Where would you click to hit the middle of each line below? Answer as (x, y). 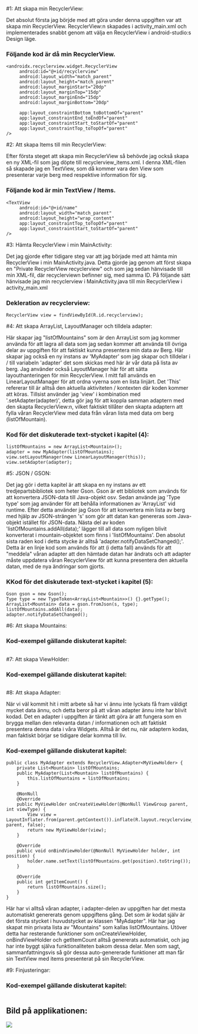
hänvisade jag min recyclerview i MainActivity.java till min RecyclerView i (94, 281)
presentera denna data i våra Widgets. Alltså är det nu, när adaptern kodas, (97, 729)
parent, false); (26, 825)
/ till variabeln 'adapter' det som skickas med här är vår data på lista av (92, 363)
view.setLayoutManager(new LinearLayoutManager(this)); (76, 457)
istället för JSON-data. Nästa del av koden (74, 522)
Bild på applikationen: (47, 1011)
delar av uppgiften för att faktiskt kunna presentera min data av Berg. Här (95, 350)
